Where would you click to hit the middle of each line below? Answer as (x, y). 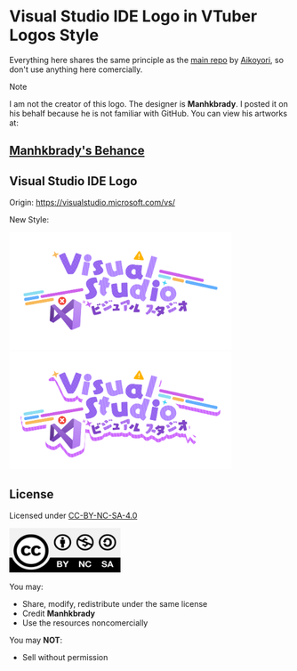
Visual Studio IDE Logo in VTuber (133, 16)
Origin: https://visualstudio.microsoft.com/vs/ (92, 203)
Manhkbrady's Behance (77, 151)
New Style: (29, 220)
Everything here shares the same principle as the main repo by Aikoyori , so (147, 60)
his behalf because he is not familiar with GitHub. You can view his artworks (148, 113)
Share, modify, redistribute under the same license (115, 604)
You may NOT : (36, 640)
